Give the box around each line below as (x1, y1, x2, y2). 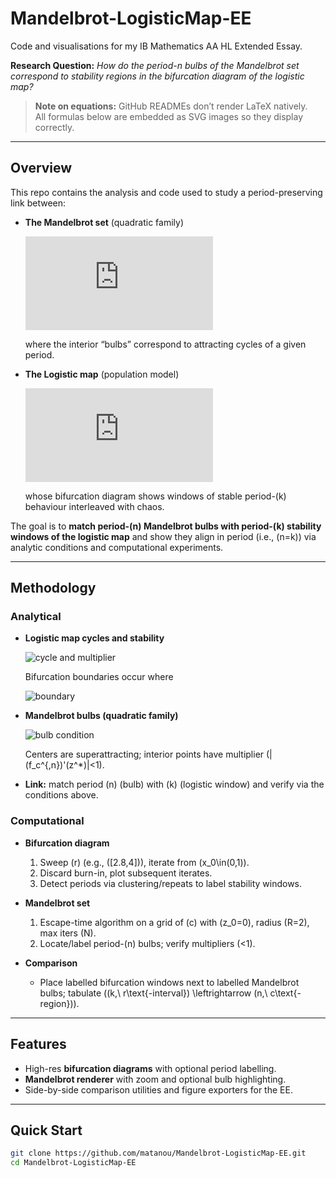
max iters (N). (39, 927, 97, 939)
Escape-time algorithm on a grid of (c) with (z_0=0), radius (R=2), (39, 916, 310, 928)
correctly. (34, 121, 75, 133)
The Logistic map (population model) (24, 368, 180, 380)
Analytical (10, 610, 62, 624)
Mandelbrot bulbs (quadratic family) (24, 710, 179, 722)
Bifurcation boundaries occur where (24, 671, 174, 683)
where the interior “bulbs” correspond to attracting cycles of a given (24, 338, 307, 350)
